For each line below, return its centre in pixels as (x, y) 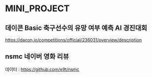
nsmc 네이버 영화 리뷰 (37, 57)
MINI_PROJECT (38, 9)
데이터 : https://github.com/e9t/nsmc (42, 69)
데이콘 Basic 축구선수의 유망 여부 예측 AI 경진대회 (76, 28)
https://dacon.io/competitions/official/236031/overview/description (74, 40)
